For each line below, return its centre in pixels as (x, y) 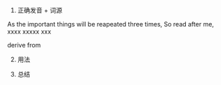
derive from (24, 45)
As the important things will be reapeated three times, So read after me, (110, 24)
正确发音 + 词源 (40, 10)
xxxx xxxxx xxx (29, 31)
